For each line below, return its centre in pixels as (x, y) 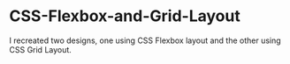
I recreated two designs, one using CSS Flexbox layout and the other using (145, 40)
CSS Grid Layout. (41, 49)
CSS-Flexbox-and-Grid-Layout (125, 16)
